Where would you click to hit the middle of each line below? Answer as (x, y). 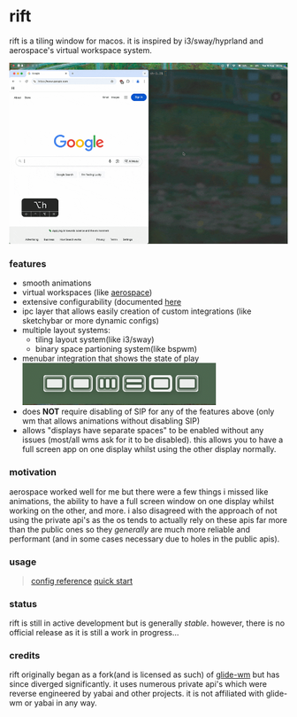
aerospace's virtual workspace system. (81, 50)
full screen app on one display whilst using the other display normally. (149, 449)
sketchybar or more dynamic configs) (90, 321)
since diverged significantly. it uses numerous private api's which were (138, 684)
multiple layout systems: (66, 331)
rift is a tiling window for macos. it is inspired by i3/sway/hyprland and (136, 41)
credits (25, 656)
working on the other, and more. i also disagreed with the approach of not (143, 510)
